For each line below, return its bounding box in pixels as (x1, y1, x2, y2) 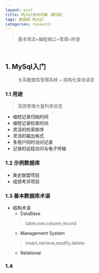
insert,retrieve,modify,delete (25, 240, 85, 246)
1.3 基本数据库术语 (5, 192, 51, 199)
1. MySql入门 (5, 62, 46, 71)
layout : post (5, 7, 33, 13)
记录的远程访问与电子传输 (12, 146, 67, 152)
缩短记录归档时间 (12, 114, 49, 120)
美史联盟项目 (12, 172, 40, 178)
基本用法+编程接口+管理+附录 (17, 36, 80, 42)
